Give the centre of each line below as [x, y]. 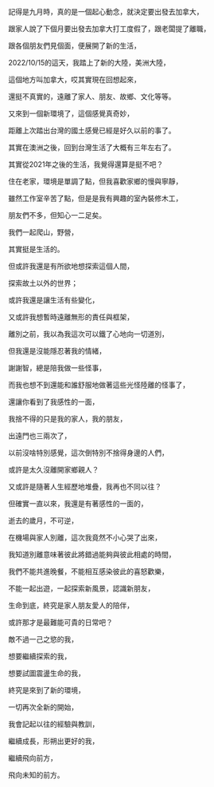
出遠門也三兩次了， [40, 436]
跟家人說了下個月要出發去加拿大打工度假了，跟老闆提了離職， [109, 29]
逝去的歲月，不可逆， [43, 520]
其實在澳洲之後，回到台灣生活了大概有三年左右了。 [92, 147]
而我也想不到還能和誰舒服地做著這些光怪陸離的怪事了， [99, 385]
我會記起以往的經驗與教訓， [54, 724]
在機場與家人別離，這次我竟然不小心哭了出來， [85, 538]
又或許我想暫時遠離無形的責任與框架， [71, 317]
